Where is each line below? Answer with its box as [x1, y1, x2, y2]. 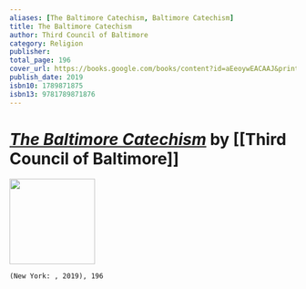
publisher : [9, 47, 51, 57]
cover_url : [9, 65, 51, 74]
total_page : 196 [9, 56, 71, 65]
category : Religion [9, 38, 84, 48]
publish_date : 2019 [9, 73, 84, 82]
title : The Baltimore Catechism [9, 22, 132, 31]
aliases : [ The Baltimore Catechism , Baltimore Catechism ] [9, 13, 234, 23]
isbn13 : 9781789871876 [9, 89, 96, 98]
